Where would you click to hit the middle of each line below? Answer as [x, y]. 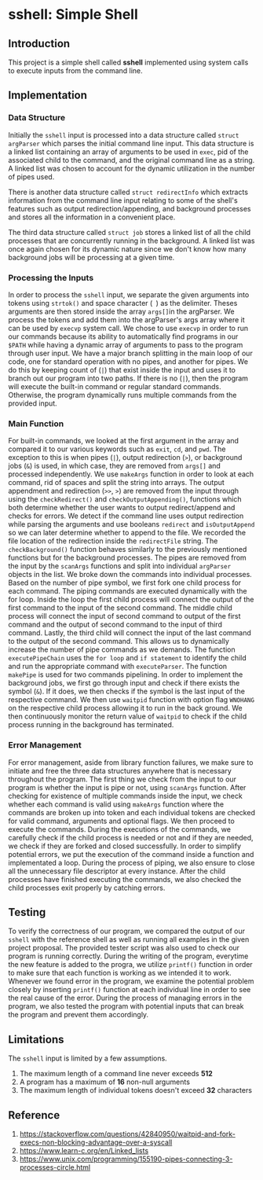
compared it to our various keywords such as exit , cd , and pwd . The [117, 449]
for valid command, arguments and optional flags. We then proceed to [122, 821]
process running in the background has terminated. [91, 725]
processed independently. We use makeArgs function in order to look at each [131, 474]
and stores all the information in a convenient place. [92, 217]
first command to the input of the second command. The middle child [121, 608]
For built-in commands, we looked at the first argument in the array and [124, 441]
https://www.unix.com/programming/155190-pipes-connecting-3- [126, 1159]
